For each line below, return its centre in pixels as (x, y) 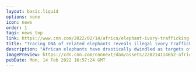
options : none (23, 17)
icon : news (19, 22)
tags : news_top (24, 33)
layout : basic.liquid (32, 11)
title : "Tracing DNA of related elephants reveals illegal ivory (87, 44)
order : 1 (17, 28)
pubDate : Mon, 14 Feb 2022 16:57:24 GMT (56, 60)
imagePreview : (23, 55)
